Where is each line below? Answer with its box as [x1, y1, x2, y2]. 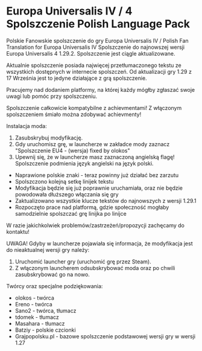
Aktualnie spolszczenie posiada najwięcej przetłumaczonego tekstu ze [6, 62, 182, 69]
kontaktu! [6, 228, 30, 235]
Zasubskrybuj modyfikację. [14, 134, 83, 141]
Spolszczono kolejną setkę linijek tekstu [14, 178, 114, 185]
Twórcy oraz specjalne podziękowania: [6, 282, 103, 289]
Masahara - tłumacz [14, 320, 65, 327]
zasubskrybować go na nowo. [14, 271, 90, 278]
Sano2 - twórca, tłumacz [14, 307, 77, 314]
